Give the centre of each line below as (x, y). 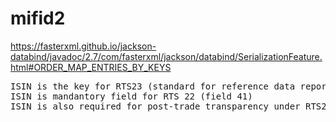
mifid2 (38, 18)
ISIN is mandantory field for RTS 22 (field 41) (131, 96)
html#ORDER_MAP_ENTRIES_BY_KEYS (91, 67)
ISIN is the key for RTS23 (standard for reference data (153, 86)
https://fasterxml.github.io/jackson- (83, 46)
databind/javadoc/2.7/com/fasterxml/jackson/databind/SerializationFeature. (166, 56)
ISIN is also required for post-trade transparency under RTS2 (168, 106)
